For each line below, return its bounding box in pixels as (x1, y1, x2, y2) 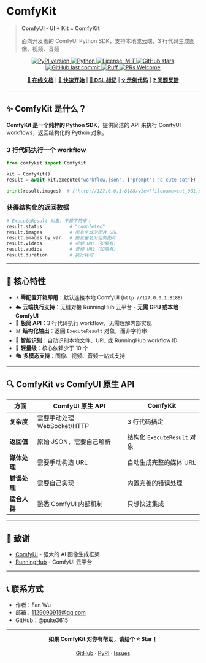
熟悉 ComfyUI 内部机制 (37, 499, 103, 508)
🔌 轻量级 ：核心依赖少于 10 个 (15, 344, 89, 351)
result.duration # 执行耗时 (6, 252, 94, 258)
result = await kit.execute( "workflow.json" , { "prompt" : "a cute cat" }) (6, 177, 196, 183)
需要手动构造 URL (37, 458, 88, 467)
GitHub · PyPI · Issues (75, 650, 131, 657)
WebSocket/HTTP (37, 421, 89, 430)
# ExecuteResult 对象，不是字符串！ (6, 218, 92, 224)
